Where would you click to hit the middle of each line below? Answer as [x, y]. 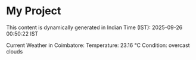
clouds [15, 51]
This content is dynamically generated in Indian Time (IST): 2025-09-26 [94, 27]
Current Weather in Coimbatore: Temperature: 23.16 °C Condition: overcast [98, 45]
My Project [34, 11]
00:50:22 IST [22, 33]
